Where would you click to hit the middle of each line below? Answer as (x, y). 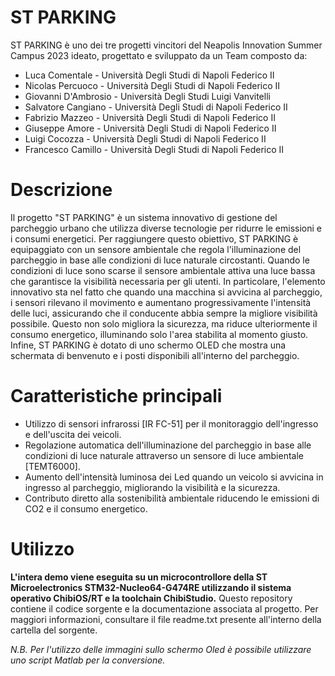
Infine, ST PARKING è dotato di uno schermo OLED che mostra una (148, 345)
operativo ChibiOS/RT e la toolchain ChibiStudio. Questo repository (151, 598)
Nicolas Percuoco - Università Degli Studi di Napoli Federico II (152, 85)
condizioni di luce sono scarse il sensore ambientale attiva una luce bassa (163, 270)
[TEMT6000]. (52, 466)
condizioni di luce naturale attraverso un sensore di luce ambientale (164, 455)
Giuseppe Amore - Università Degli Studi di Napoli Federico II (150, 128)
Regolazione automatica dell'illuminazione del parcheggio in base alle (168, 445)
